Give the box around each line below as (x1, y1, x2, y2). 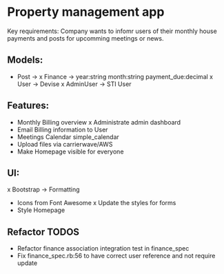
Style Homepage (17, 206, 65, 214)
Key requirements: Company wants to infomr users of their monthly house (7, 27, 217, 35)
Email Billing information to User (17, 125, 108, 134)
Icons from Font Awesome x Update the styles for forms (17, 199, 176, 207)
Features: (7, 100, 50, 112)
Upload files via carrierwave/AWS (17, 140, 113, 148)
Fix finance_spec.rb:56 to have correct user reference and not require (17, 252, 216, 260)
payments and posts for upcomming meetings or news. (7, 34, 164, 42)
